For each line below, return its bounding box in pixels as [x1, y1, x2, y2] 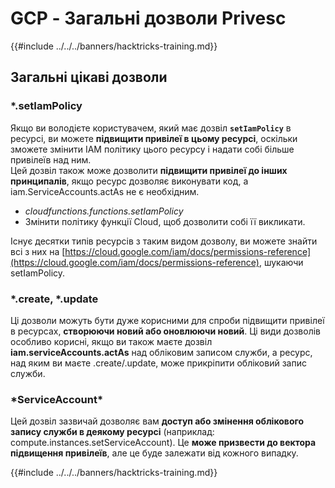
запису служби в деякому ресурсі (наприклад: [10, 426, 215, 438]
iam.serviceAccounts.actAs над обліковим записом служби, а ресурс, [10, 346, 313, 358]
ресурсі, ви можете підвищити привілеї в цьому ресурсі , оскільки [10, 132, 298, 144]
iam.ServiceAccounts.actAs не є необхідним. [10, 185, 200, 197]
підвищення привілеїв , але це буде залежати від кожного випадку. [10, 447, 299, 459]
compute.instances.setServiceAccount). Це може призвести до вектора [10, 437, 317, 449]
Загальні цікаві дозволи [10, 69, 168, 86]
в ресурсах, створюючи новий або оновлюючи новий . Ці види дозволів [10, 325, 322, 337]
